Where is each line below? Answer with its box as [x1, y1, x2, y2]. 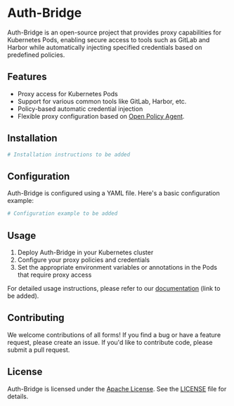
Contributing [7, 312, 65, 324]
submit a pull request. [7, 346, 70, 354]
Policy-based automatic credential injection [17, 104, 143, 113]
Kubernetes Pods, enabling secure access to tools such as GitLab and [7, 35, 210, 44]
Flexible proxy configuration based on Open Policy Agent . [17, 112, 185, 120]
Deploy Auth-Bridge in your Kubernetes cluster [17, 248, 154, 256]
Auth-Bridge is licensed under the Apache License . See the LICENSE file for [7, 384, 227, 393]
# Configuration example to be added [7, 210, 118, 217]
